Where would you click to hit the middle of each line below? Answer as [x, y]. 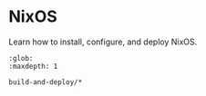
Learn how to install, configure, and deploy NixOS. [103, 42]
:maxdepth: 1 [33, 66]
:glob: [21, 58]
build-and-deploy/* [46, 82]
